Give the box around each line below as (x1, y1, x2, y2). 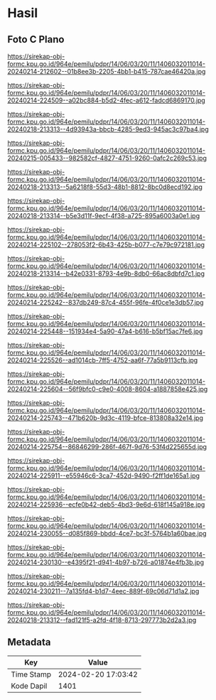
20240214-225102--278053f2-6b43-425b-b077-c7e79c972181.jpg (7, 240, 205, 249)
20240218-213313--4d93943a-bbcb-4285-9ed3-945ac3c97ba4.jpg (7, 125, 210, 133)
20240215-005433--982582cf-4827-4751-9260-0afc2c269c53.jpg (7, 154, 207, 162)
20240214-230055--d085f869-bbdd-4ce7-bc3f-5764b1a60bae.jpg (7, 529, 207, 537)
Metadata (7, 636, 51, 648)
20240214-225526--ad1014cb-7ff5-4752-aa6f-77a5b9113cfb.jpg (7, 356, 198, 364)
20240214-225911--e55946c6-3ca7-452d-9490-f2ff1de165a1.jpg (7, 471, 200, 480)
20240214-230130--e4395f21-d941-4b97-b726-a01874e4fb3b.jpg (7, 558, 205, 566)
